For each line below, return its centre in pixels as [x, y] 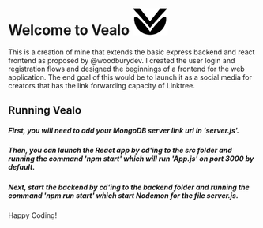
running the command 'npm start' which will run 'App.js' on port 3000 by [131, 159]
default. [22, 167]
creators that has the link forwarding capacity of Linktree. [101, 85]
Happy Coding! [33, 215]
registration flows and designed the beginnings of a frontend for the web [126, 69]
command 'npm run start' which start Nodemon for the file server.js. [124, 195]
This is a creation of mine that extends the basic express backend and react [131, 52]
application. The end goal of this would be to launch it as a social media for [130, 77]
